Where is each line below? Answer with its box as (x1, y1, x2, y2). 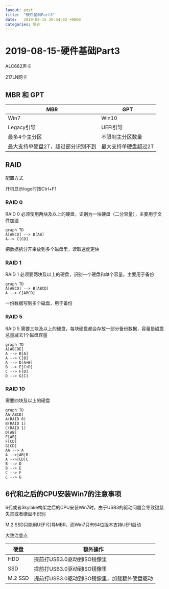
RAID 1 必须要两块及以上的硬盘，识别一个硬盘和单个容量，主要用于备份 (5, 271, 155, 277)
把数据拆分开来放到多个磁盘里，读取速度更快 (5, 246, 100, 252)
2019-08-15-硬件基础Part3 (5, 45, 120, 57)
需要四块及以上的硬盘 (5, 397, 50, 404)
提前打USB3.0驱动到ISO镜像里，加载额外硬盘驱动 (34, 575, 153, 582)
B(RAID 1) (5, 421, 27, 426)
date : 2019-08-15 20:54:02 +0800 (5, 17, 81, 22)
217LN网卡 (5, 74, 28, 80)
